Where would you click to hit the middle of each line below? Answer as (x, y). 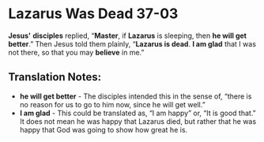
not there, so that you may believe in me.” (76, 52)
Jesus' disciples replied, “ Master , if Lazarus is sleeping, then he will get (128, 35)
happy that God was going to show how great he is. (104, 129)
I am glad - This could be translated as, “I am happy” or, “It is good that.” (138, 113)
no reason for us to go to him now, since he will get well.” (112, 104)
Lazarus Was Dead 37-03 (93, 14)
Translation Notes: (55, 77)
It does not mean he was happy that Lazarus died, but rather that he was (138, 121)
